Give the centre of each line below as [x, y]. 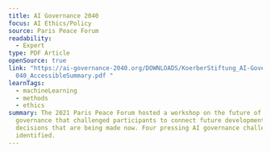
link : [17, 68]
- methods [32, 98]
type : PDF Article [39, 53]
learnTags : [27, 83]
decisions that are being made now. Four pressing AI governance [128, 128]
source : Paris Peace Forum [54, 31]
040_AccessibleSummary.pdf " [65, 76]
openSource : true [38, 61]
